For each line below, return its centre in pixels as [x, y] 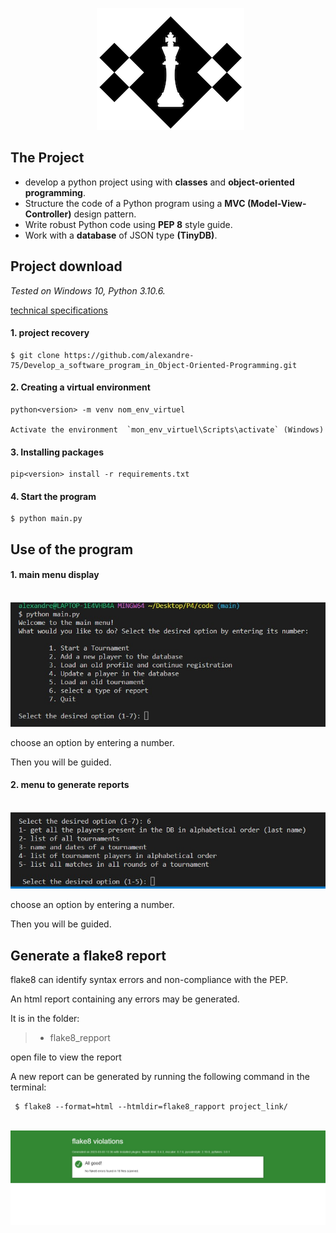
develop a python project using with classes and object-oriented [159, 182]
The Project [47, 158]
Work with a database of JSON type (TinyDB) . [121, 235]
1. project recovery [50, 333]
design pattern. [105, 214]
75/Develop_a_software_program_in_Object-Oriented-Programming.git [154, 365]
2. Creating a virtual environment [80, 387]
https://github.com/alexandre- [129, 355]
